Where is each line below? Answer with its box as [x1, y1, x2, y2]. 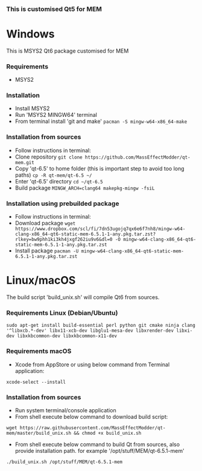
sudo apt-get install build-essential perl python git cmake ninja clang [6, 323, 196, 329]
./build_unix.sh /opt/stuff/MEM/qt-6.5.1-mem [6, 459, 122, 465]
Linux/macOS [6, 274, 76, 288]
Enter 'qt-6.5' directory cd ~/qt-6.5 [14, 177, 104, 185]
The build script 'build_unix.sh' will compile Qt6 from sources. [6, 293, 160, 301]
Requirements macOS [6, 347, 72, 355]
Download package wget [14, 220, 76, 227]
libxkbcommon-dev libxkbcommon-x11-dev [17, 333, 118, 339]
